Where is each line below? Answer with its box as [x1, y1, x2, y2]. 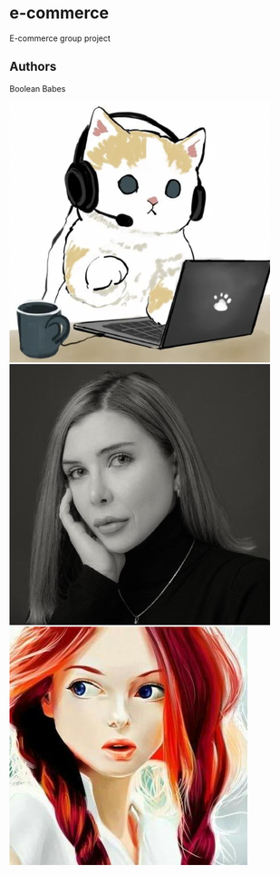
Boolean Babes [9, 83, 66, 93]
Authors [9, 59, 57, 74]
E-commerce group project [9, 33, 111, 44]
